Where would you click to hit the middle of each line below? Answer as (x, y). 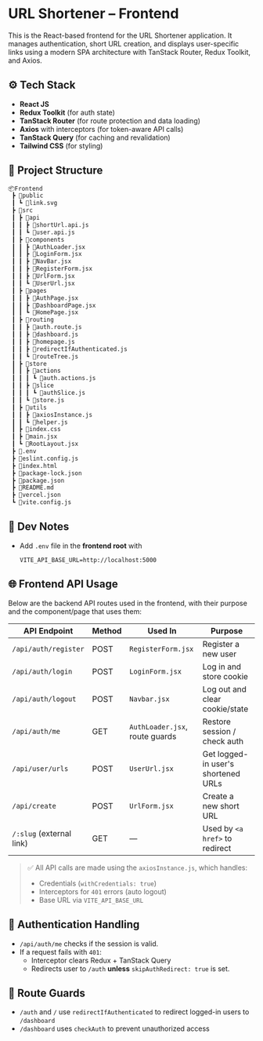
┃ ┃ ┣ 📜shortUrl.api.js (50, 225)
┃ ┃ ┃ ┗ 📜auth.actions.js (54, 378)
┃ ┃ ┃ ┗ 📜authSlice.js (49, 393)
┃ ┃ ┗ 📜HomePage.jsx (45, 312)
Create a (218, 796)
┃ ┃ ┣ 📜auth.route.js (47, 327)
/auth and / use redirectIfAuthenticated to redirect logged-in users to (134, 1012)
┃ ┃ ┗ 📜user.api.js (43, 232)
